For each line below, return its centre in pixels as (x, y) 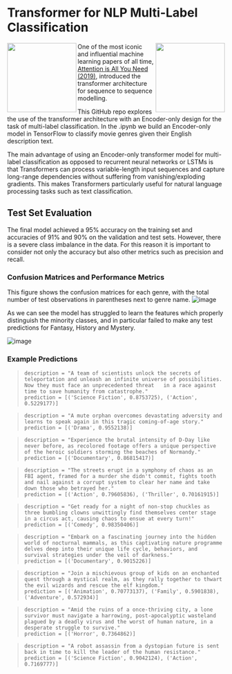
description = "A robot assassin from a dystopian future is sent (122, 646)
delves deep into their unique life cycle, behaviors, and (111, 549)
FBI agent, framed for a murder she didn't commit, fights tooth (120, 477)
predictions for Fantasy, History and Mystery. (71, 328)
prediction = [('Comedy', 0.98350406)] (81, 525)
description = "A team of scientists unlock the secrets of (112, 373)
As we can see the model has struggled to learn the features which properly (115, 313)
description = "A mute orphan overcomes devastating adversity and (123, 416)
